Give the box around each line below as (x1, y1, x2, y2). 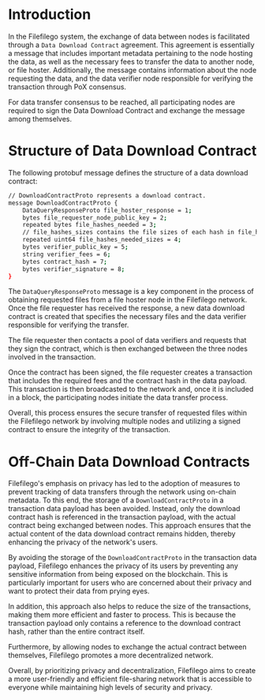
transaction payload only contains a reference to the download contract (8, 619, 241, 628)
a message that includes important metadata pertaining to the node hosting (8, 48, 253, 58)
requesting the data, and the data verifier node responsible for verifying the (8, 73, 254, 83)
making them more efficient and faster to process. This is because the (8, 610, 237, 619)
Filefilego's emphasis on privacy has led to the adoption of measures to (8, 479, 241, 488)
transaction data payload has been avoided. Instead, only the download (8, 504, 241, 514)
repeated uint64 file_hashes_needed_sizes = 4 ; (22, 235, 181, 244)
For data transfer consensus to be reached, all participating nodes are (8, 97, 235, 107)
